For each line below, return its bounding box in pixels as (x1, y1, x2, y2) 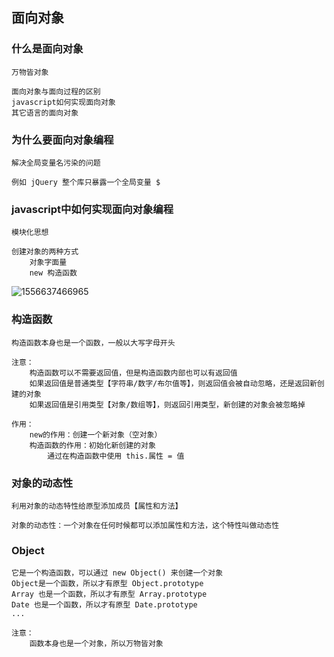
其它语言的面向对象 (11, 108, 79, 118)
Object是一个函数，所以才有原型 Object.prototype (11, 579, 204, 589)
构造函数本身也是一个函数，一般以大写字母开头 (11, 338, 176, 348)
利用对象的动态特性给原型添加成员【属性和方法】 (11, 501, 183, 511)
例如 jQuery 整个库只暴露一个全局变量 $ (11, 177, 161, 187)
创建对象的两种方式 (11, 247, 79, 257)
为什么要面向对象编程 (11, 133, 114, 147)
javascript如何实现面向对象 (11, 97, 116, 107)
